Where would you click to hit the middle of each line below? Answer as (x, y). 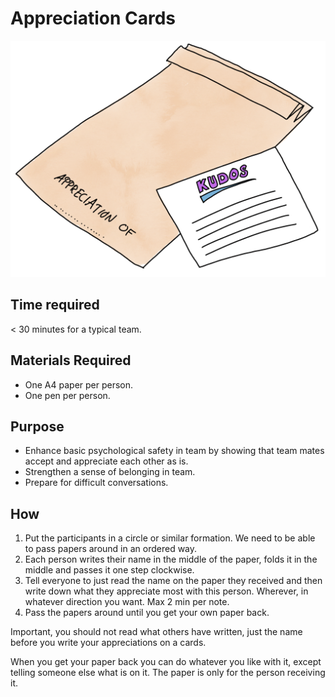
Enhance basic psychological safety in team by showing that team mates (174, 451)
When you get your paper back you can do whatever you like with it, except (166, 662)
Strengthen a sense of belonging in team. (110, 472)
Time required (55, 305)
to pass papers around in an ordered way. (111, 549)
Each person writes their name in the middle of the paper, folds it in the (171, 559)
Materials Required (71, 360)
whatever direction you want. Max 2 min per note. (127, 602)
